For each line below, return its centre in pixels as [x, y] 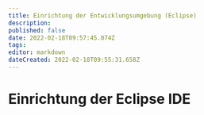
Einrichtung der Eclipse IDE [100, 99]
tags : [17, 45]
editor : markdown [37, 52]
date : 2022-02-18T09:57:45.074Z [62, 38]
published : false [37, 30]
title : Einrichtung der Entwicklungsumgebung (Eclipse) [102, 15]
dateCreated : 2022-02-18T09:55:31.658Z [74, 60]
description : [30, 23]
